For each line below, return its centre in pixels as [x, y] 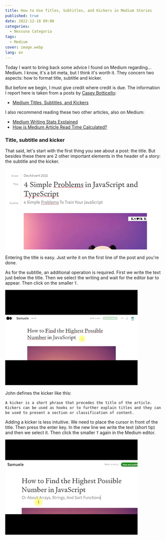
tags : [11, 37]
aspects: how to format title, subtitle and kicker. [54, 78]
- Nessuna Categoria [31, 32]
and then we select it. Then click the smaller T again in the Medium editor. [80, 432]
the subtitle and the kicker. [32, 161]
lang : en [14, 52]
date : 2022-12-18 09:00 [30, 21]
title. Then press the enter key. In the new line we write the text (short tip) [80, 427]
